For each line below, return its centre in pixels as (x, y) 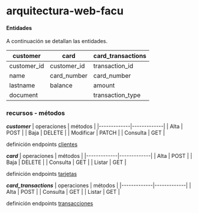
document (24, 95)
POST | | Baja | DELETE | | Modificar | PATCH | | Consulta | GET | (85, 132)
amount (104, 86)
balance (61, 86)
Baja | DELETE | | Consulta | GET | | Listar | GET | (66, 162)
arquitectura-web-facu (65, 11)
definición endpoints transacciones (50, 203)
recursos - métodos (36, 113)
